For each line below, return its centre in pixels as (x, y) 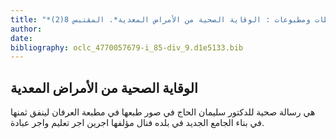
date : (21, 38)
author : (26, 29)
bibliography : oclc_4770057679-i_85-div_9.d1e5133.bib (127, 47)
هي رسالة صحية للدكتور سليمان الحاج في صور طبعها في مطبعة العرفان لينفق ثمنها (163, 112)
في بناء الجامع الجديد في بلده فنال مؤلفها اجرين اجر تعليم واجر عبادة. (137, 123)
